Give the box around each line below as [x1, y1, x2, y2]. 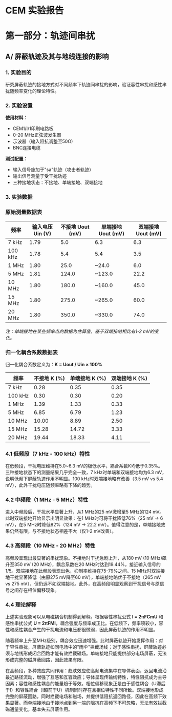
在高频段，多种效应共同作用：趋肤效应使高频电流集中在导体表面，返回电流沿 [5, 668, 167, 674]
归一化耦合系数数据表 [5, 349, 58, 356]
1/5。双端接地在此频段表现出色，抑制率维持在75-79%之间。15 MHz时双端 [5, 568, 161, 574]
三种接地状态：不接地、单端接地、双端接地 [12, 179, 103, 185]
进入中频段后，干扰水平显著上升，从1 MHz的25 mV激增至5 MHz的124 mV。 [5, 509, 164, 515]
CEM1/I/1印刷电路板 [12, 125, 54, 131]
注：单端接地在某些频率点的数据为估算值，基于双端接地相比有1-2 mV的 [5, 328, 155, 334]
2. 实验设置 [5, 102, 33, 109]
